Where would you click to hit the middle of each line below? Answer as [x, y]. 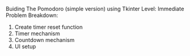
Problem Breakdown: [32, 15]
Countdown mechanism [44, 40]
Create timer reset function [49, 27]
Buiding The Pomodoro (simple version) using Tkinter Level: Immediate [95, 9]
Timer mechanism [37, 33]
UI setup [25, 46]
